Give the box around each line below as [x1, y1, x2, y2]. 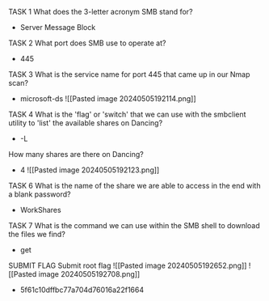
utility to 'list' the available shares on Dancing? [8, 118, 163, 128]
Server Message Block [19, 23, 96, 32]
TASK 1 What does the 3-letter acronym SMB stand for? [8, 7, 193, 16]
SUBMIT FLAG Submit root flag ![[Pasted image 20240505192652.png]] [8, 261, 247, 270]
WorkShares [19, 206, 62, 214]
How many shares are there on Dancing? [8, 150, 144, 159]
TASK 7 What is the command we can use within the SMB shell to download [8, 221, 260, 230]
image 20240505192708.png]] [38, 269, 141, 278]
